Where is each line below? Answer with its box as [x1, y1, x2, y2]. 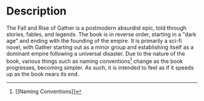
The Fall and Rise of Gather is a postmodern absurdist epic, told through [6, 24, 187, 31]
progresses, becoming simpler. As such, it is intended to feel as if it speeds [6, 64, 194, 71]
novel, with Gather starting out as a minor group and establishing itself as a [6, 44, 194, 51]
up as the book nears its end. [6, 70, 80, 77]
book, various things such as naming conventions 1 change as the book [6, 56, 183, 65]
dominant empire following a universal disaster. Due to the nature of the [6, 50, 185, 57]
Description [6, 4, 67, 18]
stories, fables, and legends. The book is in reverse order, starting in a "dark [6, 30, 197, 37]
